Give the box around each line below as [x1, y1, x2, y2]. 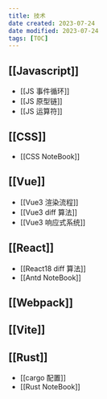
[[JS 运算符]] [19, 106, 63, 117]
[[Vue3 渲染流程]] [19, 197, 79, 207]
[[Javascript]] [8, 64, 79, 77]
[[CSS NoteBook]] [19, 151, 80, 161]
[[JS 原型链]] [19, 97, 63, 106]
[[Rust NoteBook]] [19, 382, 80, 392]
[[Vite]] [8, 323, 46, 337]
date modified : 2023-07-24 [8, 27, 99, 35]
